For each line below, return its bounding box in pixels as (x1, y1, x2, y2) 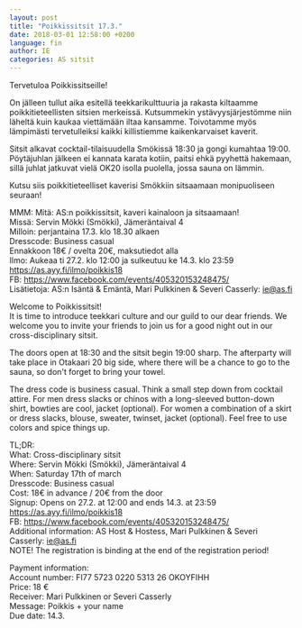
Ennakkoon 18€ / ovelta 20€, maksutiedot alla (9, 245, 178, 256)
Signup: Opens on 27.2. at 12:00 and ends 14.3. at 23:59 (9, 497, 216, 507)
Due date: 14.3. (9, 610, 65, 621)
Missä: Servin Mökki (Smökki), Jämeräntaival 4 (9, 217, 184, 227)
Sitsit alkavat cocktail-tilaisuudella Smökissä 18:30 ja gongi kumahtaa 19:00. (9, 143, 291, 154)
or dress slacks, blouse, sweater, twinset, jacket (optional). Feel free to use (9, 413, 288, 423)
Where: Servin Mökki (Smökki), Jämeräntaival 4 (9, 459, 187, 469)
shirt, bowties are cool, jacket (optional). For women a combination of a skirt (9, 403, 292, 414)
